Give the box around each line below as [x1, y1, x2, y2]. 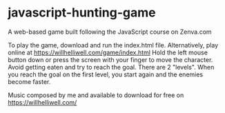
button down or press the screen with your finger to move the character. [8, 55, 213, 63]
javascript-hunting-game [8, 5, 156, 21]
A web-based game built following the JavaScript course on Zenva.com [8, 28, 213, 36]
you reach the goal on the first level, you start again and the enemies [8, 70, 204, 79]
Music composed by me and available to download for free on [8, 91, 184, 99]
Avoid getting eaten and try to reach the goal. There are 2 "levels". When [8, 63, 215, 71]
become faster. [8, 77, 51, 85]
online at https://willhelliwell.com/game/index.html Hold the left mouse [8, 48, 208, 56]
